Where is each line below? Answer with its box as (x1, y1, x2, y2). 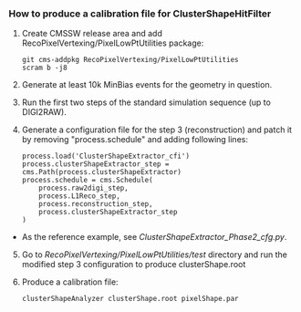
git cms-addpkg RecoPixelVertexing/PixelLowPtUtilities (21, 56, 239, 65)
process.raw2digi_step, (38, 183, 129, 193)
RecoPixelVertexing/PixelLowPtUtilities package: (21, 37, 204, 48)
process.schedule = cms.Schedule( (21, 176, 153, 185)
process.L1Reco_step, (38, 192, 120, 201)
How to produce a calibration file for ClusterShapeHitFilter (8, 7, 272, 20)
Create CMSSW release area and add (21, 28, 163, 39)
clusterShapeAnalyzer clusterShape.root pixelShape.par (21, 295, 239, 304)
